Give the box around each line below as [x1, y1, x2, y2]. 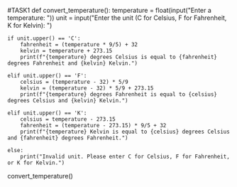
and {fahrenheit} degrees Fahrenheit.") [7, 134, 129, 141]
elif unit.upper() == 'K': [7, 109, 87, 117]
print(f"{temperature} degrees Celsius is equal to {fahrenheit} [20, 53, 218, 60]
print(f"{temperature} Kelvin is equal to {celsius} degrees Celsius [20, 128, 231, 135]
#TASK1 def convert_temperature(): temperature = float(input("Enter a [7, 6, 211, 14]
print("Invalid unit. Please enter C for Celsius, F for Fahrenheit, [20, 153, 231, 160]
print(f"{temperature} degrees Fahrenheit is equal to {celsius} [20, 91, 218, 98]
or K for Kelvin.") [7, 159, 65, 166]
